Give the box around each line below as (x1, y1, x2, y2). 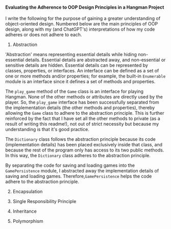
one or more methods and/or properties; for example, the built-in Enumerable (5, 73, 166, 79)
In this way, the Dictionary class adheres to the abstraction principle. (5, 152, 151, 159)
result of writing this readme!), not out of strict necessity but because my (5, 121, 159, 127)
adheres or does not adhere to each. (5, 32, 82, 38)
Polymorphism (12, 218, 43, 224)
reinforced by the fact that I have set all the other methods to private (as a (5, 115, 161, 122)
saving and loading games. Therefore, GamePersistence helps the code (5, 173, 152, 180)
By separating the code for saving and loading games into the (5, 162, 135, 168)
